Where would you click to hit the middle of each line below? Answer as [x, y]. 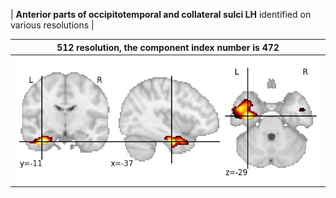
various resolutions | [52, 25]
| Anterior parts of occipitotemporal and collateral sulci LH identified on [161, 14]
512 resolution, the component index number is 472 [168, 47]
